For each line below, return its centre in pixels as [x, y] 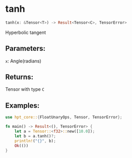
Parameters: [25, 48]
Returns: [19, 77]
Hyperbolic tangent [26, 32]
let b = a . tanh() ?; [35, 136]
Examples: [23, 105]
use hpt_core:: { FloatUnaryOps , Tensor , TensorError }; [64, 117]
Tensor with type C [25, 89]
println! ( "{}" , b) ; [35, 141]
